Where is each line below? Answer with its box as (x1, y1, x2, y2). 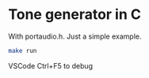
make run (8, 46, 37, 54)
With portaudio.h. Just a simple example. (8, 32, 142, 41)
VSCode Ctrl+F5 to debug (8, 61, 94, 70)
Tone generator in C (8, 6, 141, 24)
